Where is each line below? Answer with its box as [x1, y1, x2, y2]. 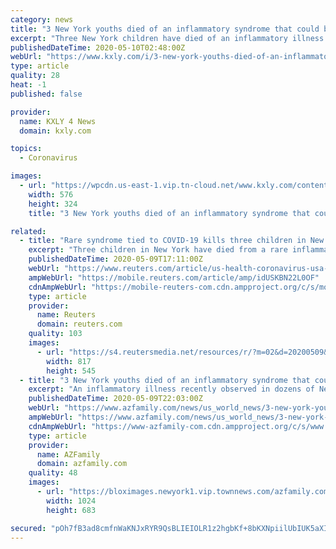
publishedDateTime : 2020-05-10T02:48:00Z [10, 42, 186, 53]
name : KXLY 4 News [19, 116, 97, 126]
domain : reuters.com [36, 319, 123, 330]
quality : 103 [28, 329, 83, 339]
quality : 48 [28, 468, 78, 478]
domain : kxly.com [19, 126, 92, 136]
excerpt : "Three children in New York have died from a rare [28, 245, 288, 255]
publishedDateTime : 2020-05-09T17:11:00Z [28, 254, 203, 265]
